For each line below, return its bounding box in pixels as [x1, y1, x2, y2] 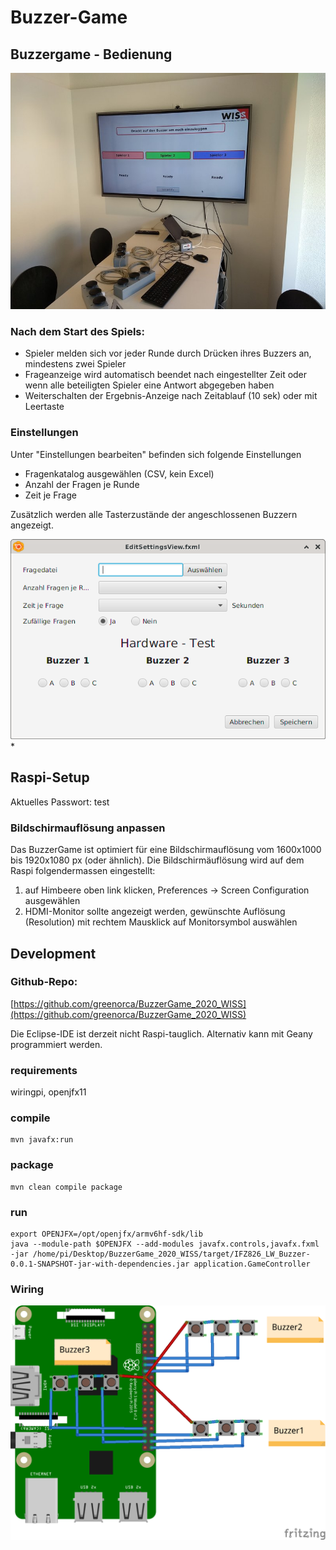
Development [10, 945, 97, 962]
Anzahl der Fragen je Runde [24, 478, 140, 490]
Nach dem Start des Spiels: [10, 324, 145, 338]
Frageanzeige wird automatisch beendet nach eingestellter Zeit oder [24, 369, 308, 381]
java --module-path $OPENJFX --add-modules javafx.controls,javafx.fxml [10, 1239, 320, 1250]
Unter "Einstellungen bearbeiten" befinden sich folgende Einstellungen [10, 448, 302, 460]
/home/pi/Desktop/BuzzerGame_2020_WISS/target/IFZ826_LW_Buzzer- [32, 1249, 311, 1260]
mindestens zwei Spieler [24, 358, 127, 370]
